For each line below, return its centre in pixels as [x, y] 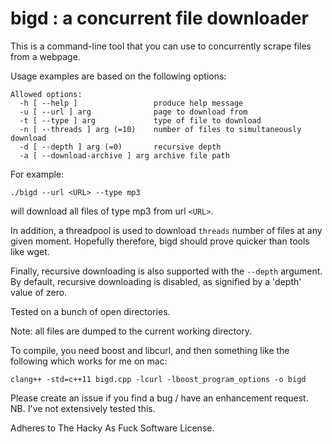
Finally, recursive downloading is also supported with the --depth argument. [166, 271]
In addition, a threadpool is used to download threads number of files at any [166, 230]
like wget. [30, 251]
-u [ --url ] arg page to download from [133, 112]
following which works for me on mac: [89, 361]
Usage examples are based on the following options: [118, 76]
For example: [37, 174]
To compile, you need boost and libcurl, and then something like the [150, 350]
